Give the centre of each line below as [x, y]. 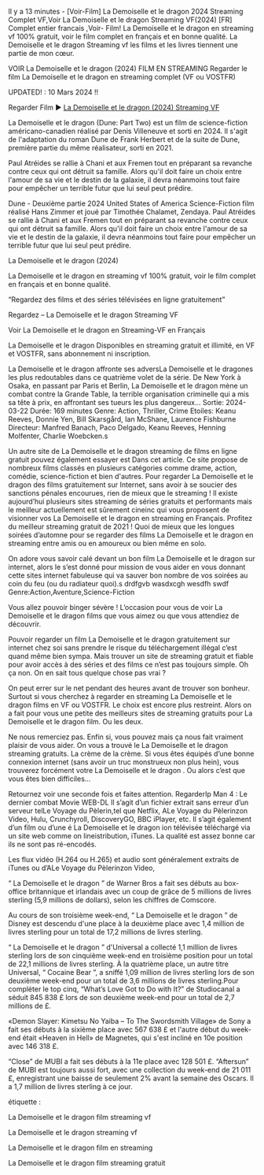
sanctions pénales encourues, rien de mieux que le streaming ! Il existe [123, 493]
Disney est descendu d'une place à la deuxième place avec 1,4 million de [126, 924]
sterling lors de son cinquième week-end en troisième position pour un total [130, 956]
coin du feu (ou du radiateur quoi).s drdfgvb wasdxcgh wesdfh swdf [119, 584]
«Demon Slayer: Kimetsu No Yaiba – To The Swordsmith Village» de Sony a [130, 1021]
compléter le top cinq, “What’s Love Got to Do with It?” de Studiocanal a [125, 989]
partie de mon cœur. [41, 53]
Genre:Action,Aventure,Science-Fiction [71, 592]
